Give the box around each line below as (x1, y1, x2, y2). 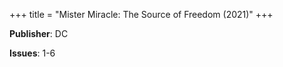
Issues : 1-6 (9, 47, 56, 59)
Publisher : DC (9, 28, 69, 39)
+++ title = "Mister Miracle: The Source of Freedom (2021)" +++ (9, 9, 274, 20)
